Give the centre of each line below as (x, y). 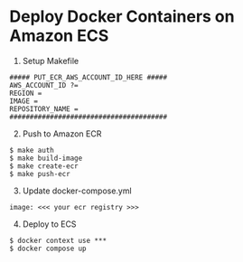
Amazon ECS (59, 36)
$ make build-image (46, 158)
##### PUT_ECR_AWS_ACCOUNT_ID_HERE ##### (89, 77)
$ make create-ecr (44, 166)
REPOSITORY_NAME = (44, 109)
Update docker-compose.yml (77, 191)
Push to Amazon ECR (62, 134)
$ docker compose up (48, 248)
